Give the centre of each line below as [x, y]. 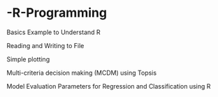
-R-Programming [57, 13]
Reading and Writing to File [45, 45]
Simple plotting [28, 59]
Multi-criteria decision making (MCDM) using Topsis [82, 73]
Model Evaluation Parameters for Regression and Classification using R [109, 86]
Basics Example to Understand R [53, 32]
